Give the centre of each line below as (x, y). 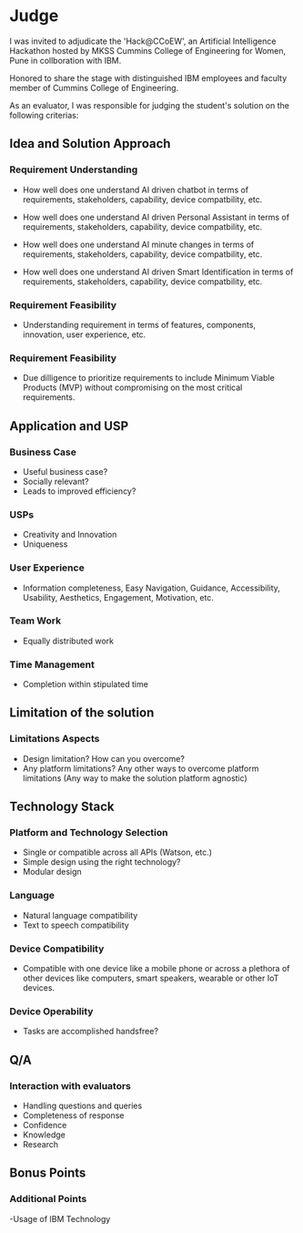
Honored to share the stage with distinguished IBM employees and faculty (148, 77)
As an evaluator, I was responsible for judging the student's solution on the (149, 105)
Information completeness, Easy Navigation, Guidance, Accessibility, (151, 588)
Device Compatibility (57, 949)
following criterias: (44, 115)
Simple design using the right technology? (101, 862)
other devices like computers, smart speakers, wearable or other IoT (151, 978)
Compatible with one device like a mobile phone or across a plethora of (156, 969)
